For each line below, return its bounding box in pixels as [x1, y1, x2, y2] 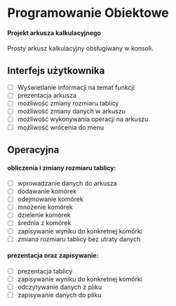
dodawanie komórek [17, 187, 77, 196]
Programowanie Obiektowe [7, 5, 170, 21]
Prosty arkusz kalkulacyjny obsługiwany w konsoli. [7, 44, 154, 53]
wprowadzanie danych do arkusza [17, 179, 117, 188]
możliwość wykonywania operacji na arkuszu [17, 115, 149, 124]
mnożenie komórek [17, 203, 74, 212]
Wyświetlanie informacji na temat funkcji [17, 83, 135, 92]
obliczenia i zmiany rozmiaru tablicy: [7, 163, 116, 172]
